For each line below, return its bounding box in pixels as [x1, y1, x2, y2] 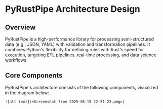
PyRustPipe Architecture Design [5, 3, 140, 15]
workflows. [5, 57, 28, 63]
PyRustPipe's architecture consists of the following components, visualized [5, 84, 158, 90]
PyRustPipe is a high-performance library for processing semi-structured [5, 36, 154, 42]
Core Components [5, 72, 63, 80]
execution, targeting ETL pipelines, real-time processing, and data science [5, 52, 157, 58]
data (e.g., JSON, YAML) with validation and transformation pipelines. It [5, 41, 150, 47]
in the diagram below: [5, 90, 49, 96]
